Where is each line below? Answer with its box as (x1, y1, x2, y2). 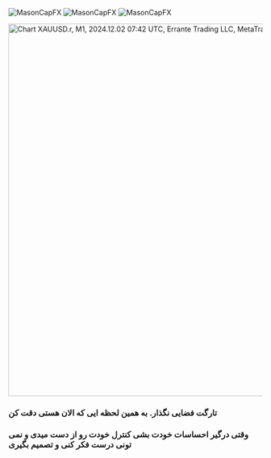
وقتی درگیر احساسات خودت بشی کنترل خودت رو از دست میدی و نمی (8, 428, 248, 439)
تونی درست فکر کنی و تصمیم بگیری (8, 439, 131, 450)
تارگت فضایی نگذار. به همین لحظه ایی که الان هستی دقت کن (8, 407, 218, 418)
